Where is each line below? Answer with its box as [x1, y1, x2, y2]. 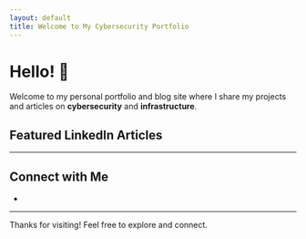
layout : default [9, 13, 71, 23]
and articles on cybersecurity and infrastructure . [9, 101, 198, 112]
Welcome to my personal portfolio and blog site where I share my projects [9, 91, 287, 102]
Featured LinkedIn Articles [9, 127, 163, 142]
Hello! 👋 [9, 61, 70, 82]
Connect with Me [9, 169, 109, 184]
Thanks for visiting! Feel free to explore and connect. [9, 220, 208, 231]
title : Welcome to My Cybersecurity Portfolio [9, 22, 189, 31]
